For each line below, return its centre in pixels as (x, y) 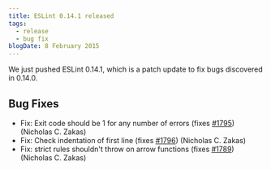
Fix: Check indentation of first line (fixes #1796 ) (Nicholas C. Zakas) (133, 140)
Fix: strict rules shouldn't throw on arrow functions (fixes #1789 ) (127, 149)
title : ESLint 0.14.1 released (61, 16)
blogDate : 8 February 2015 (54, 46)
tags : (17, 24)
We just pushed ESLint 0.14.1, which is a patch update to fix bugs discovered (136, 69)
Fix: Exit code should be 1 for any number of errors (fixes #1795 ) (127, 123)
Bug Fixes (34, 104)
